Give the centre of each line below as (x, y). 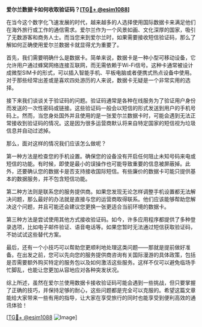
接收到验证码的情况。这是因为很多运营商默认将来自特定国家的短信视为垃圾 (103, 123)
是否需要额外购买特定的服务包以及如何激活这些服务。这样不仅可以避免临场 (98, 262)
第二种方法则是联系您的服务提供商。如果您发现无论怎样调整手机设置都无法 (98, 192)
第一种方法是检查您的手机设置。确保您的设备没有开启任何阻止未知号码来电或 (101, 156)
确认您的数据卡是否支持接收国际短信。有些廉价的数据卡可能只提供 (109, 171)
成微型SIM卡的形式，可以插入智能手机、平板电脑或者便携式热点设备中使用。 (101, 73)
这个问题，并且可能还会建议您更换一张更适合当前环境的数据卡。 (90, 207)
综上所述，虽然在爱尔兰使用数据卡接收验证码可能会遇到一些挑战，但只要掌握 (101, 283)
